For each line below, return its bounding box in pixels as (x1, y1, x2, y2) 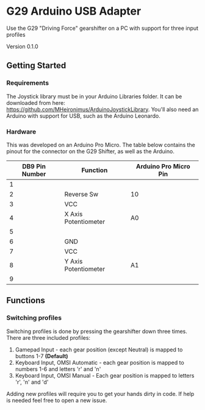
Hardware (6, 127, 37, 135)
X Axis (64, 209, 83, 218)
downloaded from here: (6, 99, 65, 106)
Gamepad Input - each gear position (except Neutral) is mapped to (15, 346, 183, 353)
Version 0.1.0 (6, 43, 38, 50)
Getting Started (6, 60, 67, 71)
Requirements (6, 79, 49, 87)
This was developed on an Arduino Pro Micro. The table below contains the (6, 141, 195, 148)
